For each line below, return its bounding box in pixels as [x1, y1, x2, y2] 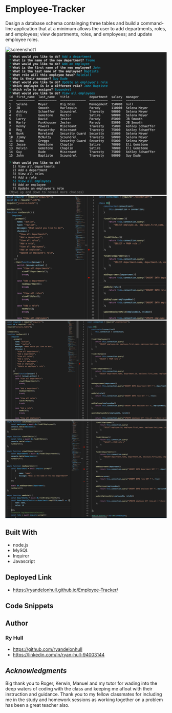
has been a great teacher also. [5, 702, 70, 708]
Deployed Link [5, 573, 52, 582]
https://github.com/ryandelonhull [12, 646, 83, 652]
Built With [5, 528, 37, 537]
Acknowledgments [5, 666, 67, 676]
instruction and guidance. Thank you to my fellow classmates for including [5, 691, 162, 697]
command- [140, 20, 164, 26]
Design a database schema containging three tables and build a [5, 20, 140, 26]
